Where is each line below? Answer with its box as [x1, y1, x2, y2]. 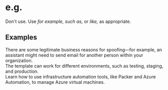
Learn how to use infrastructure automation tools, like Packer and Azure [5, 73, 156, 80]
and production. [5, 68, 39, 74]
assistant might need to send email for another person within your [5, 52, 144, 58]
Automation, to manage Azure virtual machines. [5, 79, 105, 85]
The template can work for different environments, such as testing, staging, [5, 63, 163, 69]
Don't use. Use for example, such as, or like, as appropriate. [5, 18, 131, 24]
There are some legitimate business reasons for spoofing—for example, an [5, 46, 162, 52]
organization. [5, 57, 33, 64]
